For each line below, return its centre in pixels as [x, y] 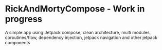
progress [24, 19]
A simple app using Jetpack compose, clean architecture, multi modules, [78, 32]
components [18, 42]
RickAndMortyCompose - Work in [75, 9]
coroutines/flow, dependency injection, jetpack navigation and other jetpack [81, 37]
